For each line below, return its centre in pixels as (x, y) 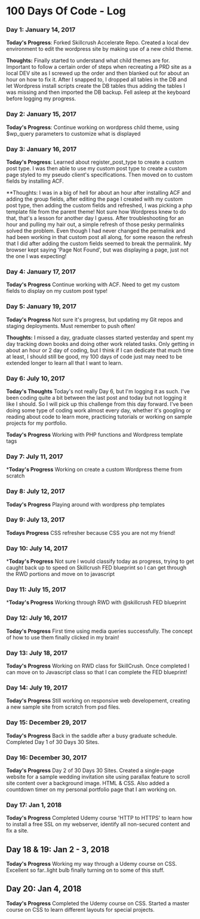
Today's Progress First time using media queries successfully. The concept (99, 631)
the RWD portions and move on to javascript (61, 574)
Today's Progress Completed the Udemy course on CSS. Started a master (98, 903)
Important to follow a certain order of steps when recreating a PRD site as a (99, 67)
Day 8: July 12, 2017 (36, 491)
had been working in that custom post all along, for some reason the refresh (100, 237)
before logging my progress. (41, 99)
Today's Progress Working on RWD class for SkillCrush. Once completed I (98, 666)
